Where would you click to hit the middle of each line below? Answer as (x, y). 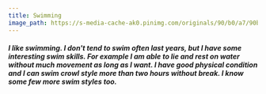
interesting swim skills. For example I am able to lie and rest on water (124, 57)
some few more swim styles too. (63, 82)
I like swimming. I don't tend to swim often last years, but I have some (125, 48)
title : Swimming (35, 15)
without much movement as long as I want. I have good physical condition (133, 65)
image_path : (28, 23)
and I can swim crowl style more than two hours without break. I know (126, 73)
